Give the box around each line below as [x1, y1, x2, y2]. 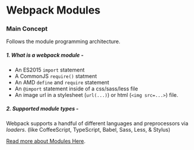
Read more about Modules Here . [6, 138, 86, 145]
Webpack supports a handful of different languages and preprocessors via [6, 120, 189, 127]
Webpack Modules [6, 4, 101, 17]
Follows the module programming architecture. [6, 38, 120, 45]
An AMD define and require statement [14, 79, 110, 86]
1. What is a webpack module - [6, 51, 84, 59]
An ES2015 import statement [14, 66, 85, 74]
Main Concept [6, 25, 48, 33]
